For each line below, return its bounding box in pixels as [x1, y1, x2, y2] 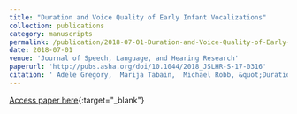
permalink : [9, 37, 49, 47]
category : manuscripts [9, 29, 93, 38]
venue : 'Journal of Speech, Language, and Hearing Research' [9, 54, 240, 63]
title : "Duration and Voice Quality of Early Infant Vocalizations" [9, 12, 267, 22]
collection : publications [9, 21, 104, 30]
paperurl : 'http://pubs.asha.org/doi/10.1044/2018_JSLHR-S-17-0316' [9, 63, 267, 72]
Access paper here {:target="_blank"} [9, 95, 145, 105]
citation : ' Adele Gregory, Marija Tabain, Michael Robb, [9, 71, 236, 80]
